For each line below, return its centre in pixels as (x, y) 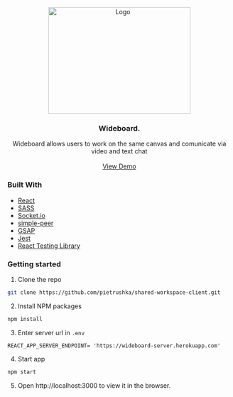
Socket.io (32, 215)
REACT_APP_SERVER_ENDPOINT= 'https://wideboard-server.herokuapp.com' (114, 346)
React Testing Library (49, 246)
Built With (25, 185)
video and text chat (119, 151)
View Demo (119, 166)
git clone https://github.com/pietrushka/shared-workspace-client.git (114, 292)
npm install (25, 319)
